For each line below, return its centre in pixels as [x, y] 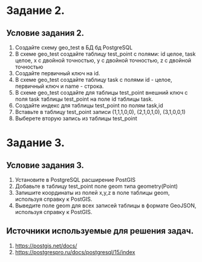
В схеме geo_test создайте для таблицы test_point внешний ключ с [101, 92]
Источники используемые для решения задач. [100, 231]
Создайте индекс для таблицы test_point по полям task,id [89, 106]
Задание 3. [36, 143]
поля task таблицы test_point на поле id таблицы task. [84, 99]
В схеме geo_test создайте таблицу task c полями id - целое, [93, 80]
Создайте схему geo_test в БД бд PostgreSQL [74, 47]
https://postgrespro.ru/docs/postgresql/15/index [75, 252]
